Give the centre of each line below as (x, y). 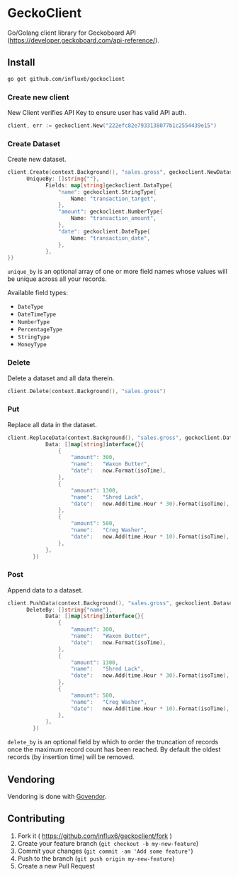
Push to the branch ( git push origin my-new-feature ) (96, 858)
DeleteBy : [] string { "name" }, (69, 610)
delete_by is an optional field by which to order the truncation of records (113, 742)
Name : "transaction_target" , (114, 199)
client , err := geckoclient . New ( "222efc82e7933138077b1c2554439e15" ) (112, 126)
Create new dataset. (37, 159)
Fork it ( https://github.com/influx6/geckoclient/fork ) (95, 836)
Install (21, 63)
